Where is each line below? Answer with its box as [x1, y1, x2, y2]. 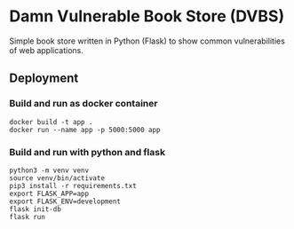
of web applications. [9, 44, 84, 55]
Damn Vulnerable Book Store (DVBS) [9, 6, 285, 27]
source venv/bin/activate [9, 173, 105, 183]
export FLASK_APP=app [9, 189, 90, 198]
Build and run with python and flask [9, 146, 166, 158]
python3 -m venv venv [9, 166, 90, 175]
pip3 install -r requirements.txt [9, 181, 138, 190]
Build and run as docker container [9, 98, 158, 110]
